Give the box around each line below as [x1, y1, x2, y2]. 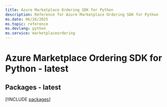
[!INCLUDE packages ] [5, 96, 51, 102]
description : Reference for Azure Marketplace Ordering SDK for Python [5, 12, 158, 17]
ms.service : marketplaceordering [5, 31, 75, 36]
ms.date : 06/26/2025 [5, 17, 49, 22]
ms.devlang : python [5, 26, 46, 31]
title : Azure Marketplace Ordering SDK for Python [5, 7, 114, 13]
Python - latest [5, 63, 69, 74]
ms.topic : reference [5, 21, 49, 27]
